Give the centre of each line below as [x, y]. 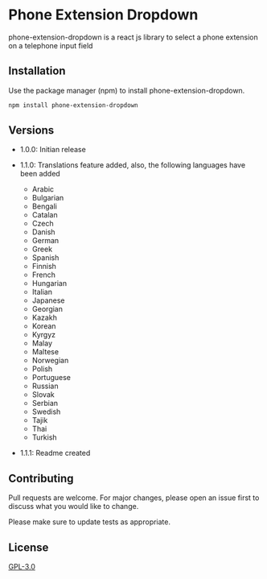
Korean [44, 326]
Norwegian [50, 361]
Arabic [43, 189]
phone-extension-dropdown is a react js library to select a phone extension [133, 37]
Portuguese [51, 378]
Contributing [41, 478]
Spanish [45, 258]
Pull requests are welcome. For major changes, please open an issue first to [134, 498]
